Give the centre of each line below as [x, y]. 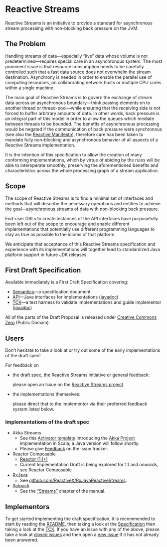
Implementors [27, 507]
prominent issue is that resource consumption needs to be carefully [75, 66]
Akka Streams [27, 433]
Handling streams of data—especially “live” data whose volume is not [77, 56]
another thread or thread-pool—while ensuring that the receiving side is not [83, 108]
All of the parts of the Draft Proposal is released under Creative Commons [81, 317]
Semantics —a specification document [51, 292]
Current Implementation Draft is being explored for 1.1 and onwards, [89, 465]
